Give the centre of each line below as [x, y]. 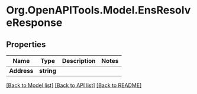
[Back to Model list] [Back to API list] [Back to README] [74, 85]
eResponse [34, 23]
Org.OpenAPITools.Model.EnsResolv [98, 10]
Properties [26, 44]
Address [21, 71]
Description [79, 61]
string [48, 71]
